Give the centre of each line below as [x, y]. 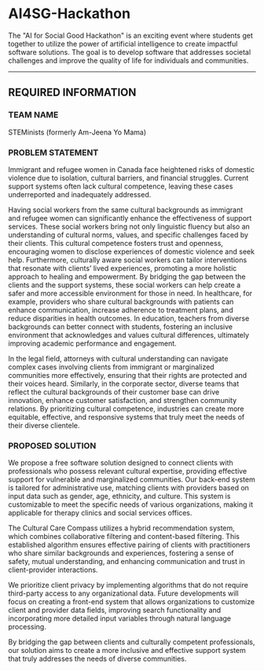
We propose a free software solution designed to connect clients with [121, 463]
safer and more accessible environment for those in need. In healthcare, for [130, 293]
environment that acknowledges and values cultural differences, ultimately [129, 335]
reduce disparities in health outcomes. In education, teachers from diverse [129, 318]
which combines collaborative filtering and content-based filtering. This [124, 537]
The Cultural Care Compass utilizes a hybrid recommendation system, [122, 528]
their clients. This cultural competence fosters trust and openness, [116, 243]
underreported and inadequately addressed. [80, 194]
